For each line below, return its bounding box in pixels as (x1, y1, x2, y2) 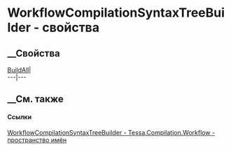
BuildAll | (7, 66, 31, 74)
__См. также (7, 93, 64, 105)
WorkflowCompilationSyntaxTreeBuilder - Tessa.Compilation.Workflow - (7, 128, 216, 136)
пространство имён (7, 136, 67, 144)
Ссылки (7, 113, 32, 121)
